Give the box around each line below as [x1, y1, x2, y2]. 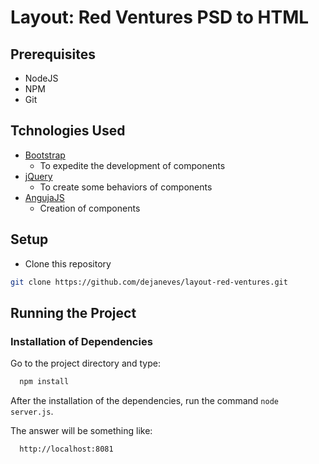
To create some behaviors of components [39, 181, 213, 193]
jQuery [24, 170, 53, 182]
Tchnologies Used [10, 122, 126, 140]
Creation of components [39, 202, 141, 214]
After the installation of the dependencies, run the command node [10, 395, 279, 407]
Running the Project [10, 304, 137, 321]
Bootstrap [24, 149, 66, 161]
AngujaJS [24, 191, 65, 203]
